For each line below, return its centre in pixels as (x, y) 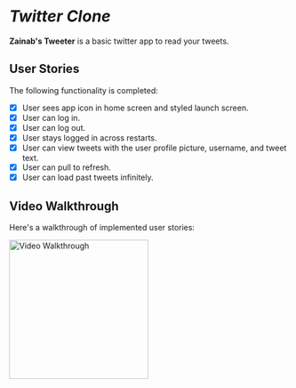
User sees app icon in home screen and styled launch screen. (135, 108)
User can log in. (51, 117)
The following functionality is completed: (84, 90)
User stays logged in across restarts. (89, 137)
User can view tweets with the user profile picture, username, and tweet (154, 148)
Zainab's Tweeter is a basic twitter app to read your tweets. (119, 41)
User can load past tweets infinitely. (88, 178)
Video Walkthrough (64, 206)
